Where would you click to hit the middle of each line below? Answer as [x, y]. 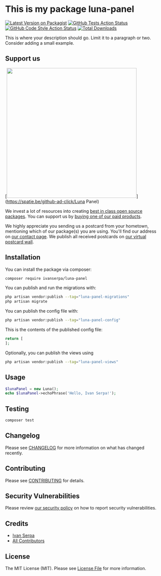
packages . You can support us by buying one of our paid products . [74, 216]
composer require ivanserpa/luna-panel [46, 278]
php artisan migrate [27, 302]
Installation [23, 257]
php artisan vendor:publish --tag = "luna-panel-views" [62, 362]
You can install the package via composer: [48, 269]
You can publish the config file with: [42, 311]
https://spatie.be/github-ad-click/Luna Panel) [53, 201]
